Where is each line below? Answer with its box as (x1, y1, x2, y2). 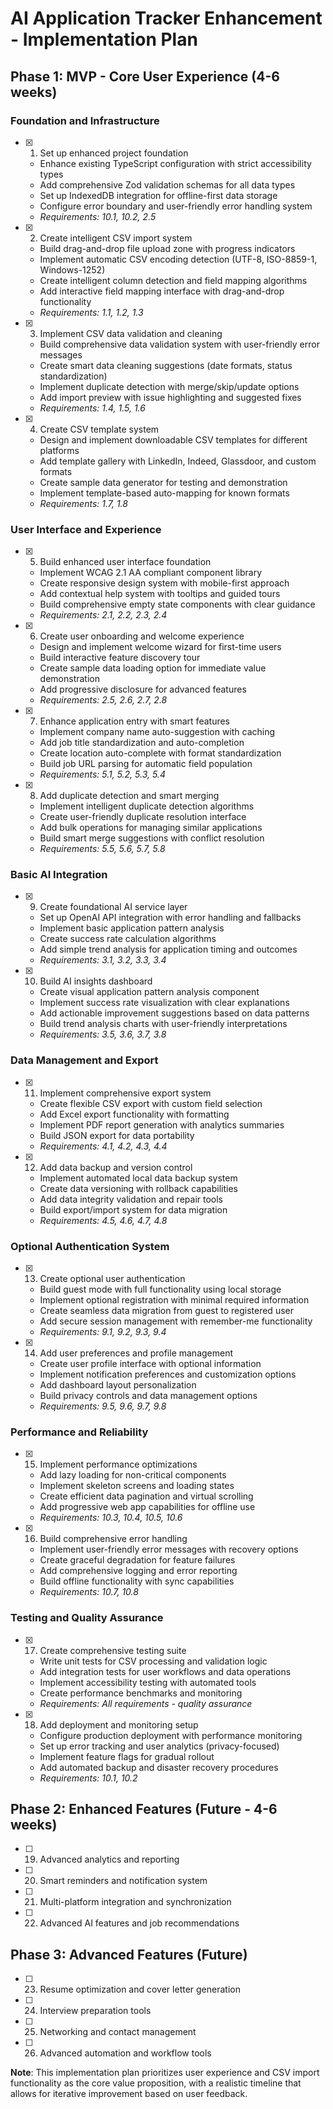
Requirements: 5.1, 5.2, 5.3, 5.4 (39, 768, 166, 781)
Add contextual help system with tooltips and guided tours (39, 588, 281, 600)
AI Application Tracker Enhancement (10, 7, 323, 30)
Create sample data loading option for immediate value (39, 662, 267, 674)
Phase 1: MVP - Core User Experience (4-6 (10, 68, 280, 85)
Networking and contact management (39, 2026, 197, 2038)
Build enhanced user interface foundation (39, 556, 212, 568)
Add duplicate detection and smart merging (39, 790, 220, 802)
